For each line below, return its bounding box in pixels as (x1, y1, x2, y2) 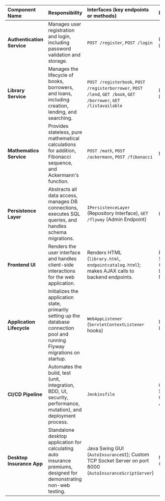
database (48, 319, 70, 325)
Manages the (48, 66, 79, 72)
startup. (48, 356, 66, 362)
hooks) (87, 327, 104, 334)
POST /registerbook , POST (87, 79, 145, 85)
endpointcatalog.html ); (87, 261, 141, 268)
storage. (48, 57, 67, 64)
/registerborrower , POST (87, 84, 143, 91)
